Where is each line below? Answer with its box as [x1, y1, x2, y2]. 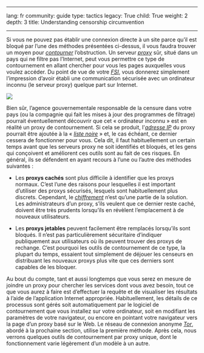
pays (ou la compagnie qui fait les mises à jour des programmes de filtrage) [6, 111, 195, 118]
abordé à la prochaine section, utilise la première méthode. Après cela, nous [6, 327, 197, 334]
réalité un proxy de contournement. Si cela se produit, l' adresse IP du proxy [6, 124, 195, 131]
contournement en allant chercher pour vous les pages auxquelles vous [6, 62, 186, 69]
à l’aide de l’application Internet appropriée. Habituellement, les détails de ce [6, 295, 197, 301]
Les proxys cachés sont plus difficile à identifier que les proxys [15, 174, 174, 181]
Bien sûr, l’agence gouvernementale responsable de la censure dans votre [6, 105, 192, 111]
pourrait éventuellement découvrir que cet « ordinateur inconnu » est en [6, 117, 187, 125]
